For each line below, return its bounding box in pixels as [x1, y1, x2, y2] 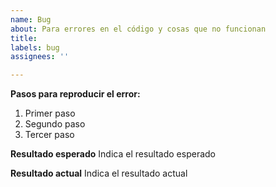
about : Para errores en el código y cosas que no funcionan [10, 24, 267, 34]
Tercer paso [24, 129, 75, 141]
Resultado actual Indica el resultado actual [10, 167, 188, 180]
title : [10, 33, 38, 43]
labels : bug [10, 42, 60, 53]
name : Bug [10, 14, 52, 25]
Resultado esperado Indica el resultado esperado [10, 148, 216, 160]
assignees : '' [10, 52, 70, 62]
